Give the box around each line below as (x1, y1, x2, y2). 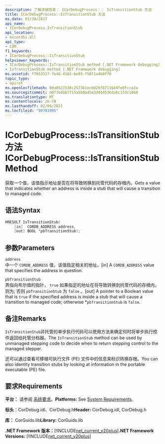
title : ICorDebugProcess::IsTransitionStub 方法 (5, 12, 106, 17)
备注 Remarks (5, 315, 46, 323)
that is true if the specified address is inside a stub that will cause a (5, 294, 143, 300)
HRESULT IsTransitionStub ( (5, 219, 61, 225)
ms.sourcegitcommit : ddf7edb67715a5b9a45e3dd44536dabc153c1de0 (5, 90, 138, 95)
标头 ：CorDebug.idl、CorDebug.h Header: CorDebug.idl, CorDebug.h (5, 406, 147, 412)
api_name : (5, 21, 26, 26)
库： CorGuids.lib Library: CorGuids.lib (5, 417, 83, 423)
